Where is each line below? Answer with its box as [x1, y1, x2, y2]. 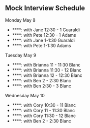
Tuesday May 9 [5, 52, 36, 58]
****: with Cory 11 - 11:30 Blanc [12, 107, 75, 113]
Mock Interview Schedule [5, 4, 85, 12]
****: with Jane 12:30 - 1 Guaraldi [12, 27, 80, 33]
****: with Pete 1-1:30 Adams [12, 42, 71, 49]
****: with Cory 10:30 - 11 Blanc [12, 102, 76, 108]
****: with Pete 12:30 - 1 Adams [12, 32, 76, 38]
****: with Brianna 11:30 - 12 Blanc [12, 67, 82, 73]
